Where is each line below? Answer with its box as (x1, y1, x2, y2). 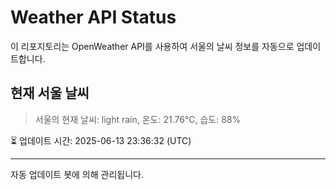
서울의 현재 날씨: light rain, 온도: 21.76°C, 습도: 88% (34, 113, 242, 125)
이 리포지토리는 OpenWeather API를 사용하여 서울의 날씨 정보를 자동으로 (10, 40, 295, 52)
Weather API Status (10, 6, 177, 29)
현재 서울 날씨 (10, 85, 90, 102)
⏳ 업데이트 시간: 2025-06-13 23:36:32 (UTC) (10, 134, 192, 146)
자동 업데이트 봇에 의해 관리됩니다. (10, 168, 144, 180)
